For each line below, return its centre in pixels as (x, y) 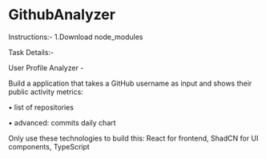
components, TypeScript (49, 146)
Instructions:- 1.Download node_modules (76, 37)
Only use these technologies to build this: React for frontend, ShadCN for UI (133, 138)
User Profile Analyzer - (46, 68)
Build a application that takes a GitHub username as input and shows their (130, 83)
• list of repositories (41, 107)
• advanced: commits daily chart (62, 122)
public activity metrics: (46, 91)
